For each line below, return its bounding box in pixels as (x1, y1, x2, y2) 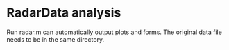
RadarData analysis (6, 5, 121, 21)
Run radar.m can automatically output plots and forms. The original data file (6, 28, 223, 36)
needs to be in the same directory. (6, 35, 105, 43)
